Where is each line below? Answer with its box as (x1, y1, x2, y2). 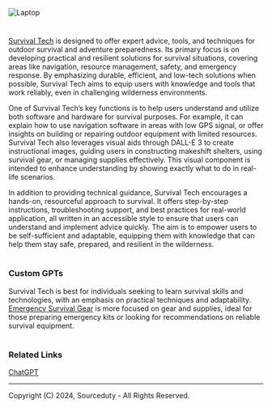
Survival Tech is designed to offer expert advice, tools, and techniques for (8, 36, 256, 46)
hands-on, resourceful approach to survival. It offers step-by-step (8, 197, 229, 206)
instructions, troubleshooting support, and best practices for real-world (8, 205, 246, 215)
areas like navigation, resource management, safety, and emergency (8, 62, 237, 72)
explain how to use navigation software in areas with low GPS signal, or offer (8, 121, 264, 130)
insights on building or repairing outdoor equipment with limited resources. (8, 130, 257, 139)
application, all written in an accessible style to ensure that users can (8, 214, 239, 223)
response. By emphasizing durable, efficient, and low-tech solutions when (8, 70, 257, 80)
